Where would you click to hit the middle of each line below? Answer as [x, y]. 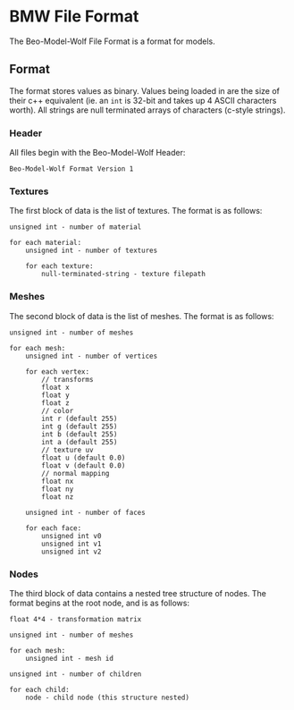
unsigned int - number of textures [92, 251]
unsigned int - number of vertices [92, 356]
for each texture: [59, 266]
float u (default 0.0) [84, 458]
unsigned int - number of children [76, 674]
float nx [58, 481]
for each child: [39, 689]
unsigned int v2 [71, 552]
